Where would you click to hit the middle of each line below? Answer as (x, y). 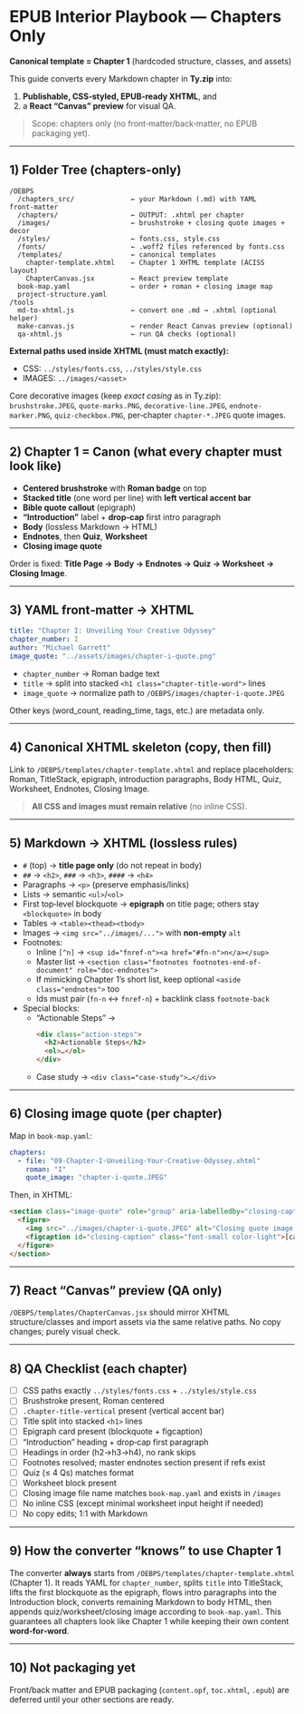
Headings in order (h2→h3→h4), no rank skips (109, 1452)
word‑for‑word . (39, 1631)
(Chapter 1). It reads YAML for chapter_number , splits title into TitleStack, (146, 1582)
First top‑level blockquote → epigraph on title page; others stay (141, 904)
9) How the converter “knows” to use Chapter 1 (146, 1551)
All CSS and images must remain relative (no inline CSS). (139, 806)
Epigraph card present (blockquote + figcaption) (113, 1432)
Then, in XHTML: (41, 1195)
